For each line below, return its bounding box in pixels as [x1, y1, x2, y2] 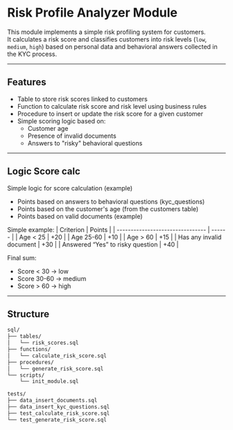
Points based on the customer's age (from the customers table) [17, 204, 199, 213]
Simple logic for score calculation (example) [7, 183, 133, 192]
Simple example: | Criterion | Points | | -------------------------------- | [7, 225, 210, 233]
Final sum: [7, 253, 37, 262]
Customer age [27, 124, 69, 132]
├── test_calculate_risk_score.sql [7, 410, 110, 417]
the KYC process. [7, 50, 58, 58]
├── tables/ [7, 333, 42, 340]
